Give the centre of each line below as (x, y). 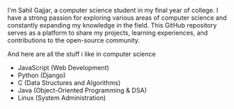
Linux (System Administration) (62, 98)
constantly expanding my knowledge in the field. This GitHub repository (112, 25)
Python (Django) (41, 75)
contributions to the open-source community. (74, 40)
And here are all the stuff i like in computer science (82, 54)
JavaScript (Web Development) (63, 68)
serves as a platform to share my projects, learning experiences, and (107, 33)
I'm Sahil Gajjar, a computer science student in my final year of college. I (113, 10)
